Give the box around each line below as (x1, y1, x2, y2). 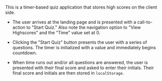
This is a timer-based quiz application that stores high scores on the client (5, 4, 158, 10)
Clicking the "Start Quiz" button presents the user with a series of (12, 39, 147, 45)
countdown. (12, 50, 37, 56)
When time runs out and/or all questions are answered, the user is (12, 60, 148, 65)
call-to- (137, 19, 153, 25)
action (12, 24, 26, 30)
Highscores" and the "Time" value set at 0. (12, 30, 101, 35)
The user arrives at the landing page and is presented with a (12, 19, 136, 25)
